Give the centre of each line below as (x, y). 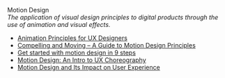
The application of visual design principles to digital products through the (113, 17)
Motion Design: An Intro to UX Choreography (82, 60)
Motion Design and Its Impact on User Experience (88, 67)
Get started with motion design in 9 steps (76, 52)
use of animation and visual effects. (59, 25)
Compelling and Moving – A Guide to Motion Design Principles (107, 45)
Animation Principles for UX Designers (72, 38)
